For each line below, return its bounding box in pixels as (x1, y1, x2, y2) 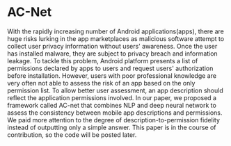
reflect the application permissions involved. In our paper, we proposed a (7, 93, 217, 102)
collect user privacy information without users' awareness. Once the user (7, 42, 218, 50)
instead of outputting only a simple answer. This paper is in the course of (7, 123, 217, 131)
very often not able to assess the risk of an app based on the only (7, 79, 196, 87)
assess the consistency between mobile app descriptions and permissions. (7, 108, 223, 117)
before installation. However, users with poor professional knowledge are (7, 71, 217, 80)
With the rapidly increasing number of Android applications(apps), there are (7, 27, 225, 35)
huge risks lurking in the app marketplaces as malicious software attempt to (7, 34, 225, 42)
